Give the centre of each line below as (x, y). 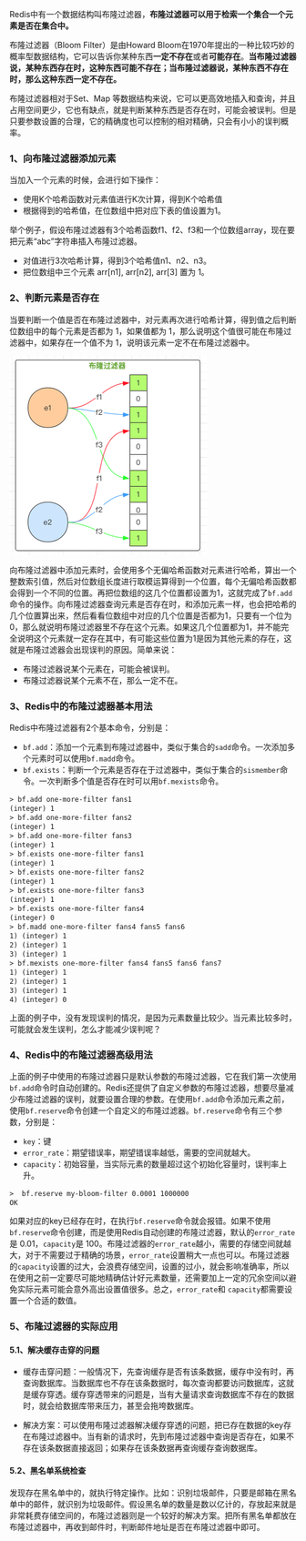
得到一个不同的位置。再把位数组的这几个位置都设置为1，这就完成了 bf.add (155, 593)
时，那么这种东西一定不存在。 (65, 79)
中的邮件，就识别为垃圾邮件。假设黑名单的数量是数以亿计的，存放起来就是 (157, 1504)
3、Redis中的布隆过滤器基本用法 (81, 706)
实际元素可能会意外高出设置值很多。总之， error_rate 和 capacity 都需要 (151, 1289)
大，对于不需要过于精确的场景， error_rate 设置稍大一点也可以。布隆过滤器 (149, 1255)
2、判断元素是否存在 (55, 298)
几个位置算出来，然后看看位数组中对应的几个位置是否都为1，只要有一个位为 (151, 615)
